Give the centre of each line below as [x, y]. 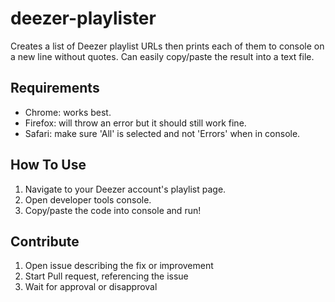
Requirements [55, 88]
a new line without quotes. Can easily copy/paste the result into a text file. [162, 56]
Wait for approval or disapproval [91, 287]
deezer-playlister [83, 18]
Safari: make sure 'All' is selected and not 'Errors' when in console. [162, 133]
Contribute [45, 241]
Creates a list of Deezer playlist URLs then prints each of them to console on [167, 46]
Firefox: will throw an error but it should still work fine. [135, 123]
